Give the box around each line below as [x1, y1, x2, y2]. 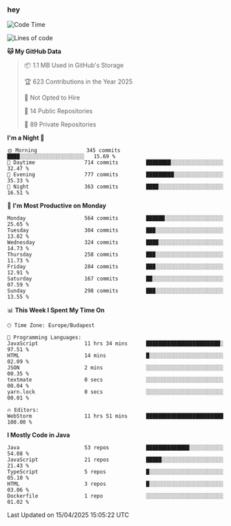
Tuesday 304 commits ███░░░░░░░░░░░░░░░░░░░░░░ [7, 227, 224, 234]
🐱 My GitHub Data [7, 47, 62, 56]
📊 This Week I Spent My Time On [7, 306, 105, 314]
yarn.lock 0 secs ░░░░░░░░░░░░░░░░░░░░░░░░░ [7, 388, 224, 395]
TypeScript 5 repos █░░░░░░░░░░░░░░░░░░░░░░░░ [7, 469, 224, 476]
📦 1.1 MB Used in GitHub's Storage [23, 61, 124, 70]
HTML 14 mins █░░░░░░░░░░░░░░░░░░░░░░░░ [7, 353, 224, 359]
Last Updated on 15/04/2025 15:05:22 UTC [7, 511, 130, 519]
